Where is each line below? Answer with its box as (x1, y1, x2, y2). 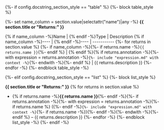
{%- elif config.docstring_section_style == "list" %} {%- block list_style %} (5, 75, 156, 80)
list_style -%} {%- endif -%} (12, 120, 70, 125)
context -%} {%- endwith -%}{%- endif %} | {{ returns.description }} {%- (5, 60, 152, 65)
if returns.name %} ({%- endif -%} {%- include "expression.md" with (12, 104, 152, 109)
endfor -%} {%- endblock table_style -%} (5, 65, 89, 71)
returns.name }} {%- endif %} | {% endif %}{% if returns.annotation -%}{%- (5, 49, 159, 55)
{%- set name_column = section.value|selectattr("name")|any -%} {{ (5, 19, 144, 25)
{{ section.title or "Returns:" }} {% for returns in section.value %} (5, 84, 140, 90)
